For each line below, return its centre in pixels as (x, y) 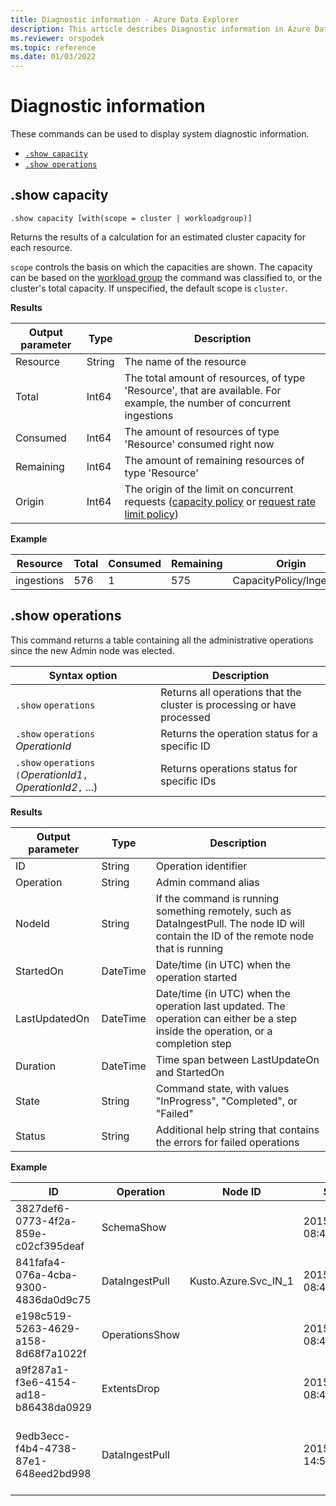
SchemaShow (134, 1227)
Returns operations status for (229, 768)
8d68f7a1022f (51, 1353)
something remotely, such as (223, 911)
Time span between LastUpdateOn (237, 1059)
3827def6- (43, 1208)
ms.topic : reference (53, 47)
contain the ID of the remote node (235, 936)
